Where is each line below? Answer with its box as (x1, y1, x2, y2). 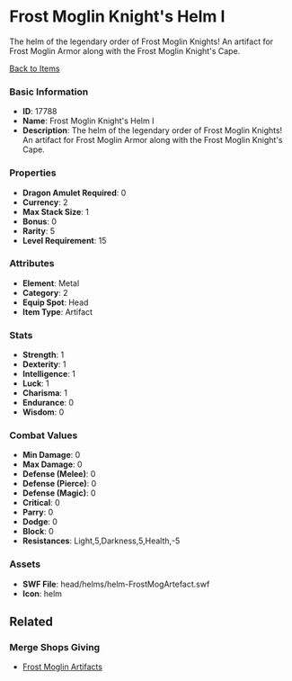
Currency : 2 (22, 196, 69, 208)
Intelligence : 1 (22, 369, 76, 380)
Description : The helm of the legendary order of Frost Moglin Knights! (22, 125, 283, 136)
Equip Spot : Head (22, 297, 89, 308)
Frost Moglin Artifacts (22, 661, 103, 672)
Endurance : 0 (22, 398, 75, 408)
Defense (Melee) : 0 (22, 469, 96, 479)
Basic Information (9, 85, 89, 98)
